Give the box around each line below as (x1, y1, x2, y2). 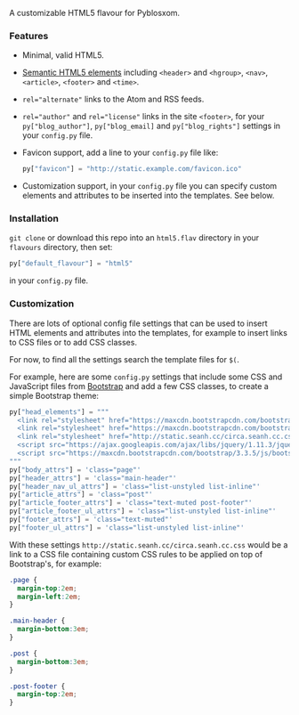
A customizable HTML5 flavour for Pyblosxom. (9, 8, 181, 18)
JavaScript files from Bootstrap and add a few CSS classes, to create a (9, 380, 269, 391)
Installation (9, 213, 60, 225)
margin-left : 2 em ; (17, 592, 82, 601)
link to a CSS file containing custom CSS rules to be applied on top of (9, 548, 263, 559)
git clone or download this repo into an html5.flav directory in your (9, 232, 260, 243)
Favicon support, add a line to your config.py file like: (21, 147, 219, 158)
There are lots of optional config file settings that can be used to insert (9, 318, 269, 329)
